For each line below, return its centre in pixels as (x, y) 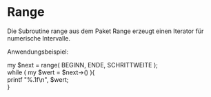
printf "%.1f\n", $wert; (38, 79)
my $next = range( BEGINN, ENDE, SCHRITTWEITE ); (83, 65)
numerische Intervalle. (39, 38)
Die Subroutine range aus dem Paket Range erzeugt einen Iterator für (105, 31)
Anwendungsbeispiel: (38, 52)
